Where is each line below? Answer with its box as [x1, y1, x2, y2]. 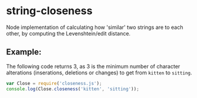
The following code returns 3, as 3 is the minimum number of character [6, 63, 180, 70]
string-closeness [6, 4, 93, 18]
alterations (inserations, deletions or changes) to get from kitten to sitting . [6, 69, 192, 76]
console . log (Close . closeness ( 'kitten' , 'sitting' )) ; [6, 86, 139, 92]
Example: [6, 47, 42, 57]
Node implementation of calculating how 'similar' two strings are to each [6, 24, 183, 31]
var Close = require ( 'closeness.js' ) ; [6, 80, 102, 86]
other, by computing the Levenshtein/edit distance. [6, 30, 131, 37]
